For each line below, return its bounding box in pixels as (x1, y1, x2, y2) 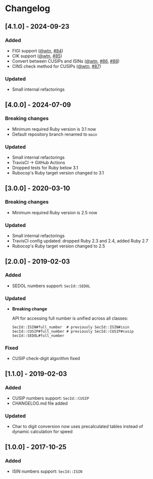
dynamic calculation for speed (12, 428, 73, 435)
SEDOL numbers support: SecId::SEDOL (12, 283, 91, 289)
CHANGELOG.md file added (12, 400, 68, 406)
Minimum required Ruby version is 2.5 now (12, 209, 98, 215)
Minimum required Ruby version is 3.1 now (12, 126, 96, 132)
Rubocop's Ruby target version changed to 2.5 (12, 243, 106, 249)
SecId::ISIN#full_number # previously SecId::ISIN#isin (12, 325, 130, 330)
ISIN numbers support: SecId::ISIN (12, 468, 82, 474)
